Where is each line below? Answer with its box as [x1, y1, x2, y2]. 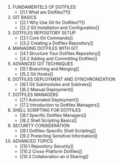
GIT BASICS [12, 15, 37, 20]
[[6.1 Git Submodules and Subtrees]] [19, 82, 92, 87]
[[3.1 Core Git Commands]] [19, 35, 73, 41]
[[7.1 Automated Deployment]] [19, 97, 79, 102]
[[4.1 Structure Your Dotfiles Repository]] [19, 50, 101, 56]
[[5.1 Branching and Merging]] [19, 66, 79, 72]
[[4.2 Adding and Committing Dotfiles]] [19, 56, 97, 61]
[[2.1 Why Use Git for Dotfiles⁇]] [19, 19, 85, 25]
